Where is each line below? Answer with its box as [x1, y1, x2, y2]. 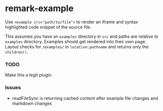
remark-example [5, 3, 74, 14]
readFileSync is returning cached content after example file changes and [12, 95, 158, 101]
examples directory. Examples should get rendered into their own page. [5, 38, 147, 44]
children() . [5, 49, 28, 55]
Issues [5, 84, 21, 91]
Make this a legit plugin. [5, 72, 53, 78]
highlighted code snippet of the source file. [5, 24, 91, 30]
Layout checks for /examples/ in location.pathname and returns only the [5, 44, 149, 49]
